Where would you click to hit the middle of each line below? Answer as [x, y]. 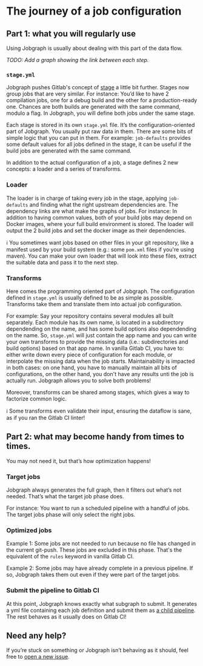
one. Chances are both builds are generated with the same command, [93, 107]
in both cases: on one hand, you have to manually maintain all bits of [92, 367]
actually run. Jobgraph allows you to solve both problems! [79, 380]
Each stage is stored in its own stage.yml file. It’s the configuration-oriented [101, 125]
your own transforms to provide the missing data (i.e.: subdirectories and [97, 342]
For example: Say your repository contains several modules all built [90, 316]
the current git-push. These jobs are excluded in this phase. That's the [94, 550]
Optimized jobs [29, 530]
